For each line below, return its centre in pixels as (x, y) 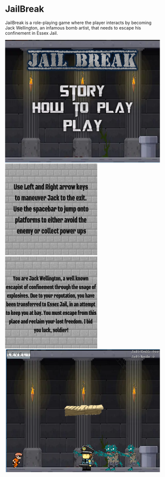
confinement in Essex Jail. (31, 33)
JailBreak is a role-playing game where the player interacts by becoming (78, 23)
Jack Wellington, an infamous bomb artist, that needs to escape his (73, 27)
